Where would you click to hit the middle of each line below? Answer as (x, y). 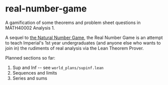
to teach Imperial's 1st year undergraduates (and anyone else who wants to (83, 42)
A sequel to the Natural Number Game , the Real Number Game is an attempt (84, 37)
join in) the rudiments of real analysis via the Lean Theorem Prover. (75, 48)
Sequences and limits (35, 72)
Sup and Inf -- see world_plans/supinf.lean (58, 67)
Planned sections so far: (30, 57)
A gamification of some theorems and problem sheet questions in (73, 22)
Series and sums (30, 78)
